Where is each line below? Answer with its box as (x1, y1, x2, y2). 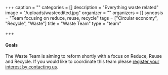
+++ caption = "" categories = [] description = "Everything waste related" (5, 5, 159, 10)
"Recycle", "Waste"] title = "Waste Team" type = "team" (5, 20, 121, 26)
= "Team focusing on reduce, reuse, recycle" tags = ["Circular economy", (5, 15, 158, 21)
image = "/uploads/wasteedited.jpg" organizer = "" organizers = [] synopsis (5, 10, 163, 16)
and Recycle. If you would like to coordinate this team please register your (5, 58, 159, 65)
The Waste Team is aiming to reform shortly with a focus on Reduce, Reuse (5, 53, 162, 59)
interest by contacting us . (5, 64, 59, 70)
